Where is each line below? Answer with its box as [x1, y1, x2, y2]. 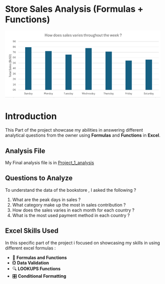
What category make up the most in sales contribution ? [12, 202, 126, 208]
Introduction [5, 111, 57, 122]
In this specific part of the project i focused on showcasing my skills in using [5, 240, 160, 246]
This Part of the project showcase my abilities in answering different [5, 127, 143, 133]
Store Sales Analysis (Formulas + [5, 3, 144, 15]
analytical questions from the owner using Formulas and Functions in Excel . [5, 132, 161, 139]
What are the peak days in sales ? [12, 196, 81, 203]
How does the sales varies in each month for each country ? [12, 207, 134, 213]
